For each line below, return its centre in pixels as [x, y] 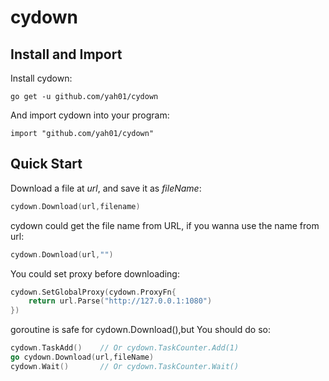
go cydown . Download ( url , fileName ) [82, 357]
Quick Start [46, 164]
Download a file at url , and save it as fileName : [106, 188]
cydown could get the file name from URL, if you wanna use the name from [165, 225]
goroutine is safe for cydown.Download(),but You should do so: [140, 330]
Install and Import [66, 54]
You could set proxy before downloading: [95, 273]
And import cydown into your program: [90, 115]
